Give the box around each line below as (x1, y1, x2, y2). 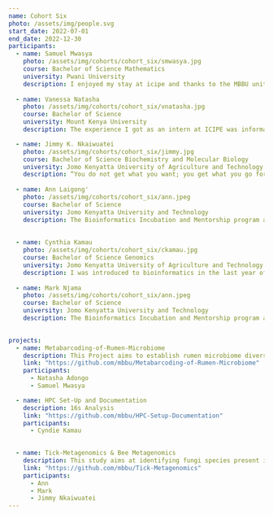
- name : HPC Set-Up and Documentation (15, 396, 148, 404)
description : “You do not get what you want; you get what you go (23, 170, 253, 179)
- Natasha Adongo (29, 374, 89, 382)
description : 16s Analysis (23, 404, 115, 412)
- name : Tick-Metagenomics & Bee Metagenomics (15, 449, 176, 457)
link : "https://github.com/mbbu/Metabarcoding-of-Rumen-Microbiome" (23, 359, 260, 367)
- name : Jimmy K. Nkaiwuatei (15, 140, 115, 148)
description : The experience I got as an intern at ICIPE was (23, 125, 238, 133)
